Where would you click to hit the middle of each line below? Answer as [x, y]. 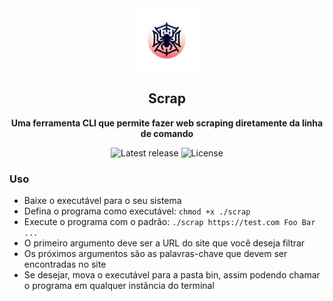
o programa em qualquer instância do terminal [119, 286]
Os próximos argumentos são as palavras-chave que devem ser [155, 254]
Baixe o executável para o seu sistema [102, 201]
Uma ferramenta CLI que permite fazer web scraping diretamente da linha [167, 123]
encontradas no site [65, 264]
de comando [167, 133]
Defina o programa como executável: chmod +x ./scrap [137, 211]
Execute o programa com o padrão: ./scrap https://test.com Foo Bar [169, 222]
